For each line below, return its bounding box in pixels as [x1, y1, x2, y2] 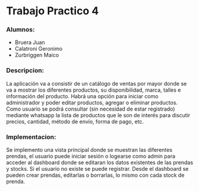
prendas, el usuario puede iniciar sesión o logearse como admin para [6, 153, 176, 160]
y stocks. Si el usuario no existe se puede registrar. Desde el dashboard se [6, 165, 189, 173]
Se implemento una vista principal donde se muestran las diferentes [6, 146, 173, 154]
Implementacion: [6, 133, 56, 141]
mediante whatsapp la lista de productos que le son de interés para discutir [6, 111, 191, 118]
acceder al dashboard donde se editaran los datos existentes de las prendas [6, 159, 194, 166]
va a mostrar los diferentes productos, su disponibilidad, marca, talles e [6, 86, 181, 93]
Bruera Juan [14, 39, 46, 46]
